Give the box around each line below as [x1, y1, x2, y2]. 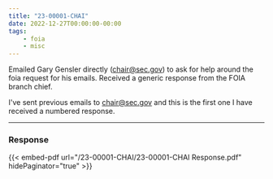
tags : [8, 27, 27, 35]
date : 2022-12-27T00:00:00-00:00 [8, 20, 122, 28]
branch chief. [8, 82, 53, 92]
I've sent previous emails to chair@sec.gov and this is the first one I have [8, 98, 253, 107]
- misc [23, 42, 45, 50]
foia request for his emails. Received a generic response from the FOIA [8, 73, 246, 83]
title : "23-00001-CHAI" [8, 11, 89, 20]
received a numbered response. [8, 107, 115, 116]
